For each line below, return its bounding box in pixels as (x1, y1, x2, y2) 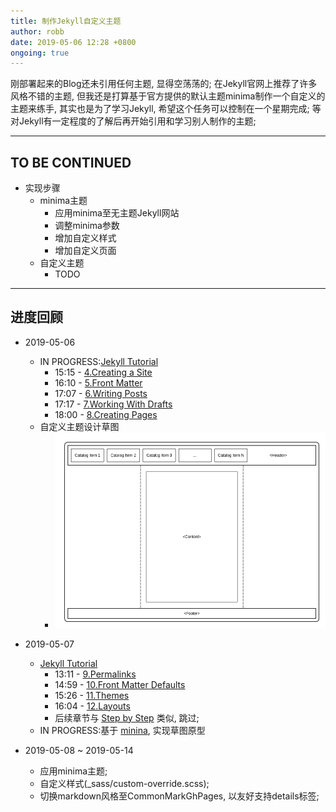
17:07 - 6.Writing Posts (54, 387, 148, 399)
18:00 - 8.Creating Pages (54, 408, 158, 420)
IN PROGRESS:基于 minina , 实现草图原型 (39, 724, 206, 736)
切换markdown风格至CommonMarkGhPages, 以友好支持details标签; (39, 790, 320, 802)
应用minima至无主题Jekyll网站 (54, 207, 180, 219)
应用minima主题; (39, 765, 108, 777)
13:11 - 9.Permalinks (54, 668, 137, 680)
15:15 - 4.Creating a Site (54, 366, 153, 378)
